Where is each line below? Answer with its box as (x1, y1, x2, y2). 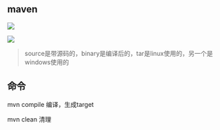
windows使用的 (24, 57, 69, 66)
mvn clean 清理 (7, 115, 51, 123)
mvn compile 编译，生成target (7, 100, 95, 108)
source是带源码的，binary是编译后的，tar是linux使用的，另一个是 (24, 49, 214, 57)
